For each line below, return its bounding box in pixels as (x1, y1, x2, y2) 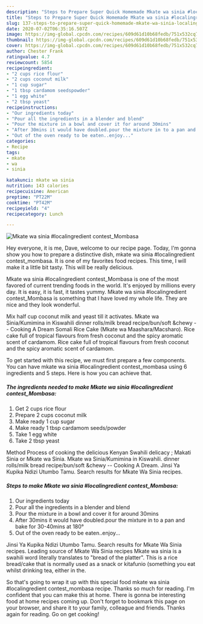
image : (6, 31, 23, 37)
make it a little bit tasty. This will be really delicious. (6, 264, 134, 271)
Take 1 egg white (14, 431, 57, 438)
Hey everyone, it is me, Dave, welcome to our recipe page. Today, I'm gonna (6, 244, 196, 252)
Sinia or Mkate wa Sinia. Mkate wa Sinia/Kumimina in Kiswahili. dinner (6, 455, 180, 463)
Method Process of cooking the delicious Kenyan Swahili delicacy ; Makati (6, 449, 192, 457)
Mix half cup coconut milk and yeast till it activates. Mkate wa (6, 313, 159, 320)
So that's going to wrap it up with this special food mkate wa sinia (6, 579, 170, 586)
